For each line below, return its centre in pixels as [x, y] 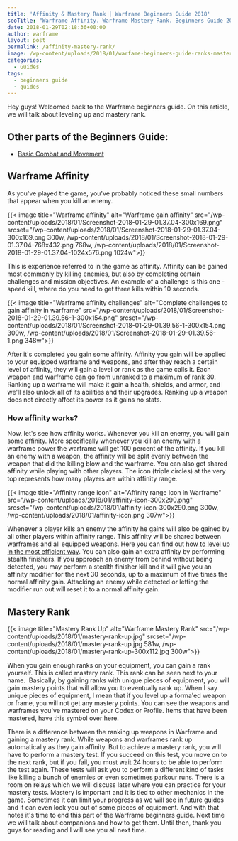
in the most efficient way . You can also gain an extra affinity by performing [116, 552]
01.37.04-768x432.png [41, 245]
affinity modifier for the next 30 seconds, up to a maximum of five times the [118, 574]
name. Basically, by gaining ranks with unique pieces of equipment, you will [118, 680]
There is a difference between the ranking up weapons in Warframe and [112, 732]
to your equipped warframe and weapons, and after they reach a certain [113, 361]
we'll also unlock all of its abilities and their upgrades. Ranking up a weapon [118, 392]
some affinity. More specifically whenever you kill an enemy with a [104, 441]
